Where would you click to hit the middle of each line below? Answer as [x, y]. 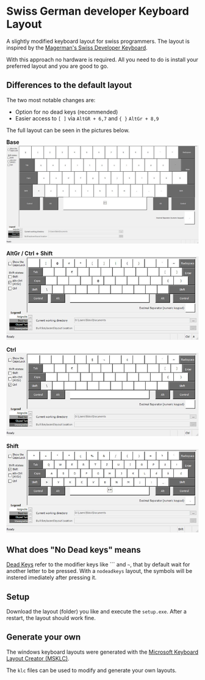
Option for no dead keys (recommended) [67, 112]
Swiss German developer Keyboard [98, 11]
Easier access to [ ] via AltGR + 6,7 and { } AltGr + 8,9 [87, 118]
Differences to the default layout [69, 85]
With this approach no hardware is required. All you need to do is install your [102, 59]
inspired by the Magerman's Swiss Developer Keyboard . [77, 48]
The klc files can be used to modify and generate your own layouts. [92, 670]
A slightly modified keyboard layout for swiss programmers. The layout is [98, 41]
